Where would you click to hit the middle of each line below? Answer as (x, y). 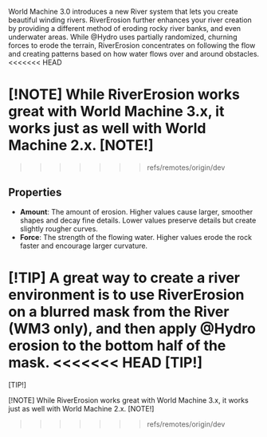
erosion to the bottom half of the (117, 345)
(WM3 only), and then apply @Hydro (132, 328)
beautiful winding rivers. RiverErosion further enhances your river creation (130, 20)
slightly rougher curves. (59, 228)
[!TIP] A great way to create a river (124, 278)
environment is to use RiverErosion (126, 295)
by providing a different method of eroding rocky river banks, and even (125, 28)
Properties (35, 193)
